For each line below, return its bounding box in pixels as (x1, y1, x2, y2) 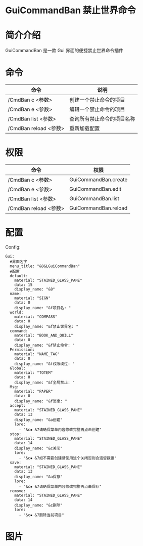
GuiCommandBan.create (69, 176, 128, 183)
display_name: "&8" (14, 286, 56, 291)
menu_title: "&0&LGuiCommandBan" (10, 264, 80, 269)
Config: (5, 244, 21, 250)
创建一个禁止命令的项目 (69, 97, 125, 104)
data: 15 (14, 282, 33, 287)
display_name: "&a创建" (14, 417, 63, 423)
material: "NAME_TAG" (14, 351, 60, 357)
